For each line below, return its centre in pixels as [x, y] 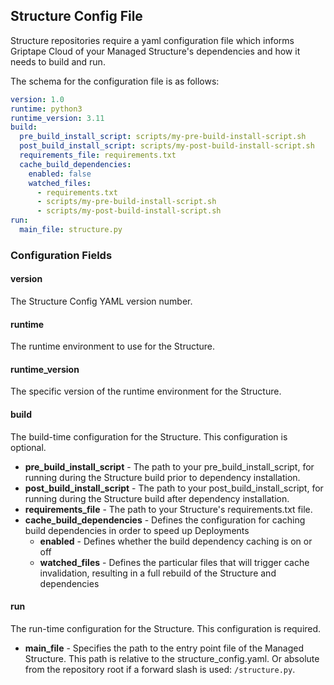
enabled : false [60, 174]
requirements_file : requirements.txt [98, 155]
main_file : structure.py [71, 230]
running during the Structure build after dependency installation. [157, 498]
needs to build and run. [58, 61]
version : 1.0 [37, 99]
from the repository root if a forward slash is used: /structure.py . [160, 669]
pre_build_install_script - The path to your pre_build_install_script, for [169, 466]
